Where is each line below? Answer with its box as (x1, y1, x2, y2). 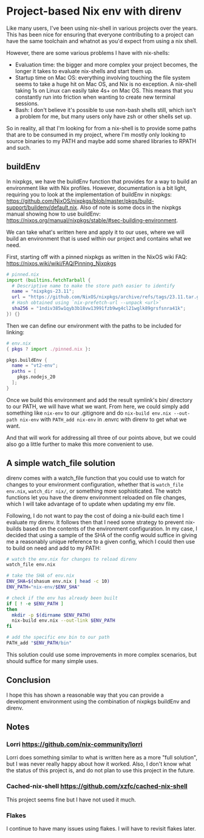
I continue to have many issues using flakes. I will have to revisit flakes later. (6, 825, 196, 833)
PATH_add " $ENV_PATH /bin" (6, 640, 72, 646)
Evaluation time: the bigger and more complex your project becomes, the (15, 61, 198, 68)
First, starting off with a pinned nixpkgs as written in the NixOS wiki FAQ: (6, 253, 188, 260)
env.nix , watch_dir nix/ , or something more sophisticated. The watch (6, 487, 182, 495)
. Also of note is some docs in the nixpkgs (76, 203, 182, 211)
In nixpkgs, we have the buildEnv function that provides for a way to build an (6, 178, 197, 185)
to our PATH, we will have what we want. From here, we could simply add (6, 403, 189, 410)
